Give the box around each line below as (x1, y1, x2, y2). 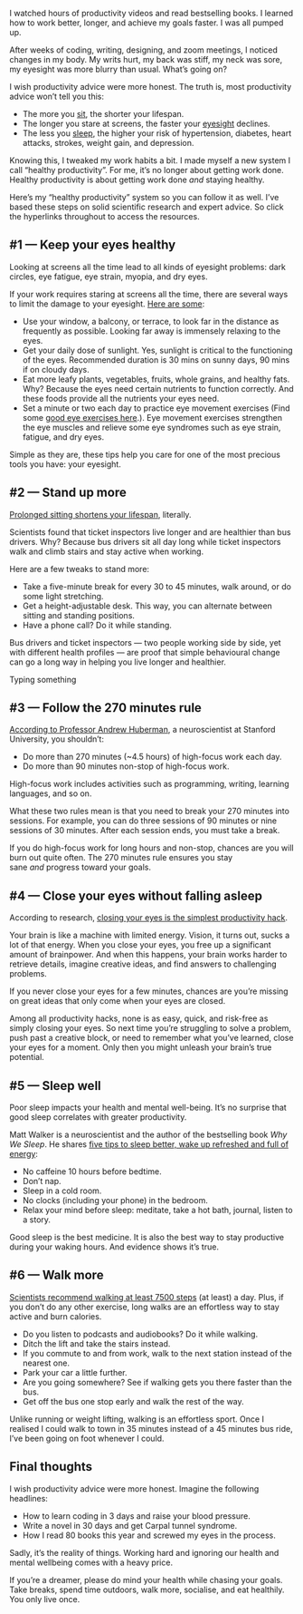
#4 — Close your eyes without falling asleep (9, 888, 262, 903)
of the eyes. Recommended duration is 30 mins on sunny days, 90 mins (22, 354, 290, 365)
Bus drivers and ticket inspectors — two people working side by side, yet (9, 637, 282, 647)
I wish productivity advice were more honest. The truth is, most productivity (9, 82, 292, 92)
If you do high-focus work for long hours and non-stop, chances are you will (9, 842, 294, 853)
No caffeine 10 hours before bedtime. (22, 1166, 162, 1177)
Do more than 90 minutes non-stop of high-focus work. (22, 761, 230, 772)
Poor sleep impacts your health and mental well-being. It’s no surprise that (9, 1102, 287, 1113)
